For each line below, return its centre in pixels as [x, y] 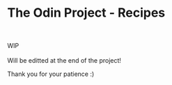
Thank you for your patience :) [51, 74]
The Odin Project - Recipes [86, 13]
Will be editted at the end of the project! [64, 60]
